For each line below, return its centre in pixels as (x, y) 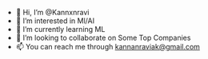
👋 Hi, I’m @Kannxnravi (52, 12)
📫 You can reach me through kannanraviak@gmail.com (108, 47)
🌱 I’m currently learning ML (60, 29)
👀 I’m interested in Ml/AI (55, 21)
